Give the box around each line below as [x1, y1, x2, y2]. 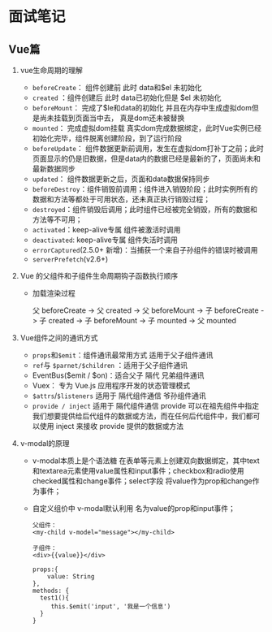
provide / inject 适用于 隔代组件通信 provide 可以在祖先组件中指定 [32, 401, 260, 410]
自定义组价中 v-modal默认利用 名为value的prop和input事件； [32, 504, 235, 513]
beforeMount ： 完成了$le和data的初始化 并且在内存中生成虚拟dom [32, 103, 252, 112]
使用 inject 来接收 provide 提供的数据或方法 [39, 422, 184, 431]
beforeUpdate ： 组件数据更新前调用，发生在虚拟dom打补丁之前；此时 [32, 144, 264, 153]
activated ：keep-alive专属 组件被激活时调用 [32, 225, 181, 234]
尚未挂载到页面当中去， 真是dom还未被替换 [39, 113, 185, 123]
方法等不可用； [32, 214, 83, 224]
